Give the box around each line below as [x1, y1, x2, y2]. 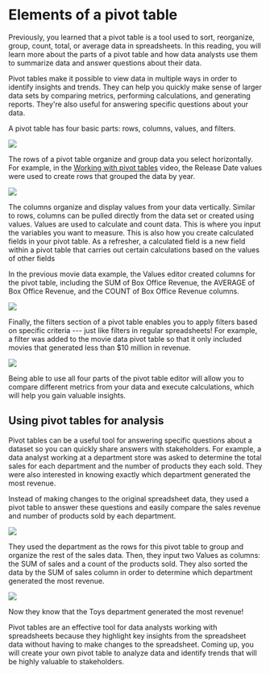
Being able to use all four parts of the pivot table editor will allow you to [8, 373, 244, 383]
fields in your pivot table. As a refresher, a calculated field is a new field [8, 236, 246, 246]
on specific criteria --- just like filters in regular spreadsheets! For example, [8, 325, 258, 335]
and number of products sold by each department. [8, 510, 177, 521]
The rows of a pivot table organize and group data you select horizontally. [8, 154, 254, 164]
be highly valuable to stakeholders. [8, 656, 125, 666]
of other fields [8, 253, 56, 263]
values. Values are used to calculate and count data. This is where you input [8, 219, 261, 229]
